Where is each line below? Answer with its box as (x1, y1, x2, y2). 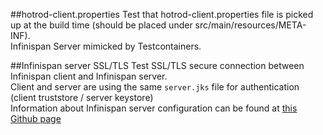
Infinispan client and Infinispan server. (10, 70, 168, 82)
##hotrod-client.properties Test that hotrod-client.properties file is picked (10, 9, 314, 20)
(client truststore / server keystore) (10, 92, 154, 103)
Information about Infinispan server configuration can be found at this (10, 102, 298, 114)
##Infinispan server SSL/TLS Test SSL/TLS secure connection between (10, 60, 305, 71)
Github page (10, 113, 62, 124)
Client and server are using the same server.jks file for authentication (10, 81, 300, 93)
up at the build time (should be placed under (10, 19, 193, 31)
